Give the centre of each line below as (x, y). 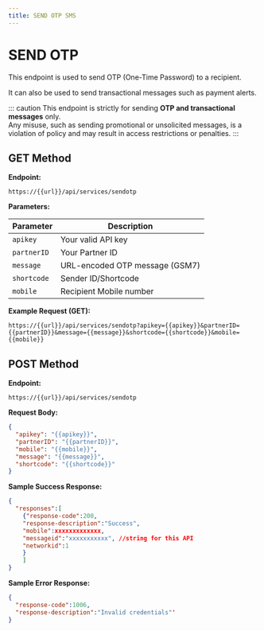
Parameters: (29, 207)
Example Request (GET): (49, 311)
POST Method (44, 364)
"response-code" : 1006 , (53, 605)
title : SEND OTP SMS (43, 16)
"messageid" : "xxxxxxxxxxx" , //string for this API (108, 538)
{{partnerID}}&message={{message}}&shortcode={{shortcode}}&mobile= (124, 333)
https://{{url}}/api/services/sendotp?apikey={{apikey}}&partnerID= (124, 326)
